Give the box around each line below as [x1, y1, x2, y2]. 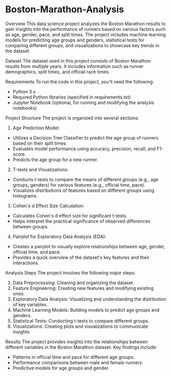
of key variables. [12, 301, 48, 307]
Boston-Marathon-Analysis [5, 4, 124, 15]
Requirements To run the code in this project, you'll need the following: [5, 78, 154, 85]
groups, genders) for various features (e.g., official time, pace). [12, 182, 145, 188]
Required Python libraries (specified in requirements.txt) [12, 94, 131, 100]
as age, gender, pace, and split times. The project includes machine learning [5, 31, 166, 37]
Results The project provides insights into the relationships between [5, 339, 148, 345]
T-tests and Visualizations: [12, 166, 69, 172]
